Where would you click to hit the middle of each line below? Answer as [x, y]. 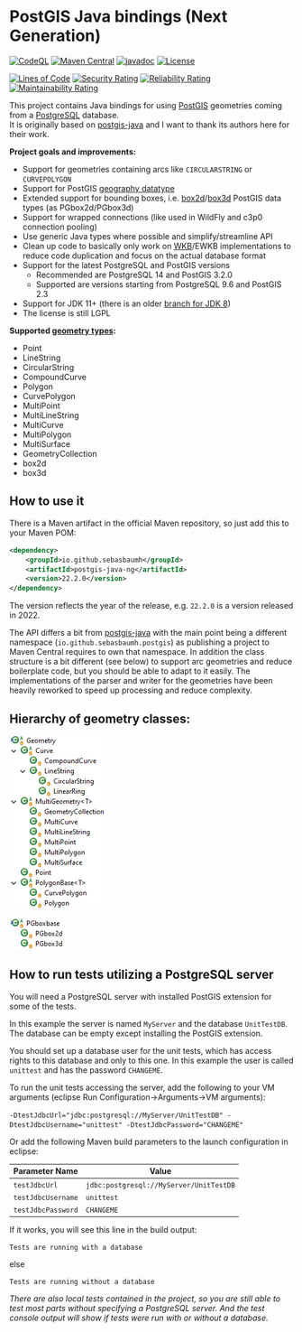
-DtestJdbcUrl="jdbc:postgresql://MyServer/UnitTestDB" [116, 1115]
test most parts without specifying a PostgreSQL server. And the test [137, 1308]
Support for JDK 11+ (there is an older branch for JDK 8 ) [127, 303]
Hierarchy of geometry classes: [100, 718]
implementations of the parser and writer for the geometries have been [141, 681]
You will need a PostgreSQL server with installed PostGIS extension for [141, 996]
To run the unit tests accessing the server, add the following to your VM [142, 1087]
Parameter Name [46, 1171]
